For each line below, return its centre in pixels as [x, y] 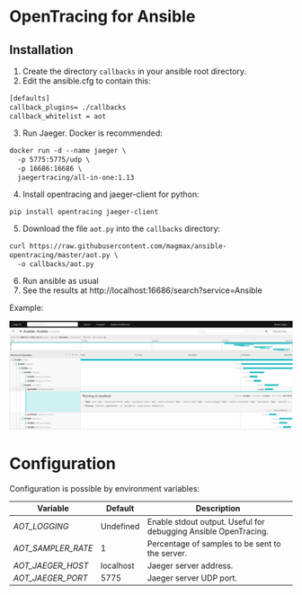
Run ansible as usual [60, 281]
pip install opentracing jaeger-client [84, 212]
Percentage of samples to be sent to [214, 543]
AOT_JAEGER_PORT [50, 578]
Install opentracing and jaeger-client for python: [111, 194]
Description [218, 509]
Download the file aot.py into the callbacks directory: [121, 228]
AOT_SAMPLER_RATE [53, 548]
